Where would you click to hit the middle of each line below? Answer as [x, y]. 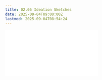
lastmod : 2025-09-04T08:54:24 [36, 19]
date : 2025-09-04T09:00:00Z [34, 14]
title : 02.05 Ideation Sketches [38, 10]
